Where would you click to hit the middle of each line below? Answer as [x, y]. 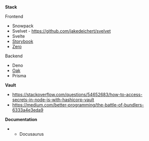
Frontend [14, 16]
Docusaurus [31, 134]
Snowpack [23, 26]
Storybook [23, 41]
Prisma [19, 76]
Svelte [19, 36]
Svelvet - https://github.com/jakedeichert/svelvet [61, 31]
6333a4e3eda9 [28, 110]
